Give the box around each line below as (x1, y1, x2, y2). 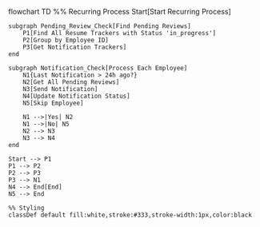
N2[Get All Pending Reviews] (22, 78, 120, 86)
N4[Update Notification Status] (22, 92, 130, 100)
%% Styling (8, 204, 45, 212)
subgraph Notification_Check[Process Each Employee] (8, 64, 188, 72)
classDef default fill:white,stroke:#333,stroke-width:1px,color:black (8, 211, 252, 219)
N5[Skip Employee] (22, 99, 84, 107)
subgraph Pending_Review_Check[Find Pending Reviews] (8, 22, 192, 30)
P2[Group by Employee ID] (22, 36, 110, 44)
